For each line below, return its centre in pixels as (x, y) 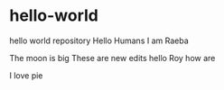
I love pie (26, 75)
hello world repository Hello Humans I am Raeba (99, 40)
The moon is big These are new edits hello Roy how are (112, 58)
